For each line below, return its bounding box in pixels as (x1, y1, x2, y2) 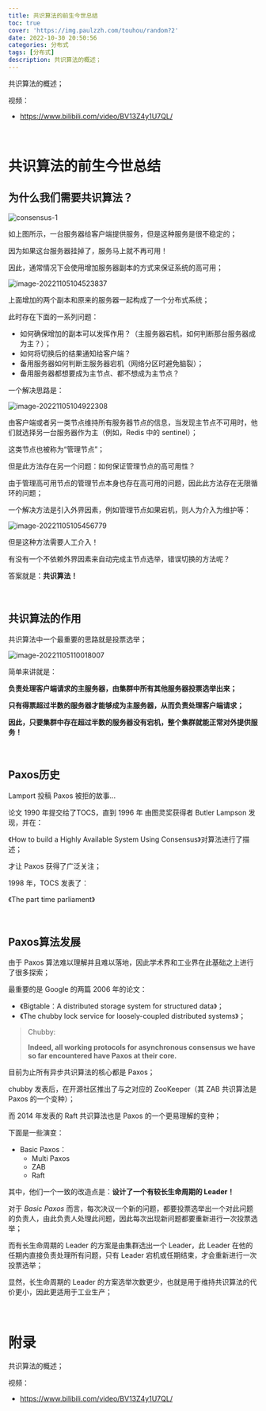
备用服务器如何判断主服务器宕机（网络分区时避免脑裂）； (19, 358, 204, 368)
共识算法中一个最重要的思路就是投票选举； (8, 634, 147, 644)
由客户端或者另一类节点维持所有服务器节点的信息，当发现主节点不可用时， (8, 418, 251, 427)
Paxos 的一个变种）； (8, 1094, 75, 1104)
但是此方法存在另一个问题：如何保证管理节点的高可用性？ (8, 461, 196, 471)
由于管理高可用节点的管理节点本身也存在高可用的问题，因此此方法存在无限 (8, 478, 251, 488)
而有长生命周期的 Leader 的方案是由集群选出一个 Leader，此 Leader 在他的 (8, 1240, 253, 1251)
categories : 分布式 (8, 41, 69, 49)
